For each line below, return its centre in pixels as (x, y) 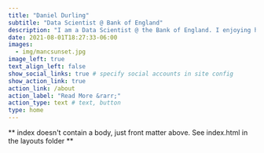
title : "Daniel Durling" (49, 15)
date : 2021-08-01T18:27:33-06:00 (63, 37)
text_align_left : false (47, 67)
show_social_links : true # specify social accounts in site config (121, 74)
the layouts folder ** (41, 141)
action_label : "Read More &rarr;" (65, 96)
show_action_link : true (47, 81)
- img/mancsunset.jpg (51, 52)
